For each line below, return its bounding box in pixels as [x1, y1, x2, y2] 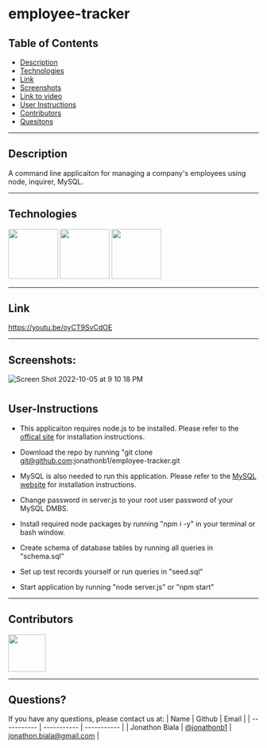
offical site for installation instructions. [19, 431, 145, 442]
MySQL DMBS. [19, 503, 69, 513]
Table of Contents [8, 37, 99, 50]
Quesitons [19, 117, 54, 126]
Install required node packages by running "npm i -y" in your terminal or [19, 519, 256, 528]
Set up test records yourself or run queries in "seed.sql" [19, 567, 203, 576]
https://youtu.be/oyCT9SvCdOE [8, 323, 113, 333]
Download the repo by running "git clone [19, 447, 153, 457]
